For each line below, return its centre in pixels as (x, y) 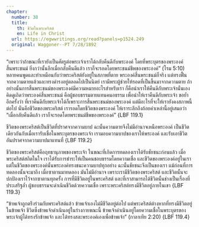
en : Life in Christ (41, 34)
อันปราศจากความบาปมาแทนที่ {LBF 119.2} (49, 140)
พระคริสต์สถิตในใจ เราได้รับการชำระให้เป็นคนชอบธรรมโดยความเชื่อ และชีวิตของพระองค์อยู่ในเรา (99, 158)
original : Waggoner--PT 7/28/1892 (54, 45)
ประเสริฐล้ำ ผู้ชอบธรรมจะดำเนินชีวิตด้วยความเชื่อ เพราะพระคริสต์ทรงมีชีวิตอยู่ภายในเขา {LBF (95, 185)
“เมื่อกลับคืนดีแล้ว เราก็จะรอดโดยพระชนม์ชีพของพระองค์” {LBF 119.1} (75, 115)
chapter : (17, 12)
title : (20, 23)
